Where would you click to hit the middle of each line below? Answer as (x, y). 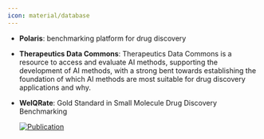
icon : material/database (49, 15)
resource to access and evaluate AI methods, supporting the (118, 62)
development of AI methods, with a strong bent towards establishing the (138, 70)
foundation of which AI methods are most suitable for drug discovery (132, 79)
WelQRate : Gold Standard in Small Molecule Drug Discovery (118, 102)
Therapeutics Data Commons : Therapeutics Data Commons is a (125, 53)
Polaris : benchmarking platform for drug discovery (102, 38)
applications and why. (55, 87)
